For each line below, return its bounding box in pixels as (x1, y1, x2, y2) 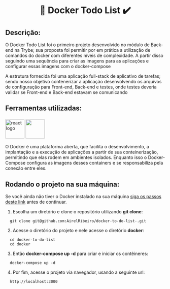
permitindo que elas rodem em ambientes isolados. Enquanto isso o (5, 154, 147, 160)
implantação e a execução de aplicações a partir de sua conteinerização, (5, 149, 158, 155)
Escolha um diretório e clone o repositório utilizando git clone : (12, 209, 143, 215)
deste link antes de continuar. (5, 199, 67, 205)
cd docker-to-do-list (10, 237, 56, 242)
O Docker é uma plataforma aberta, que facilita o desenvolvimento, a (5, 144, 150, 150)
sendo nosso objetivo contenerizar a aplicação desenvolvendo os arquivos (5, 79, 162, 84)
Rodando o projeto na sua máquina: (5, 180, 120, 188)
